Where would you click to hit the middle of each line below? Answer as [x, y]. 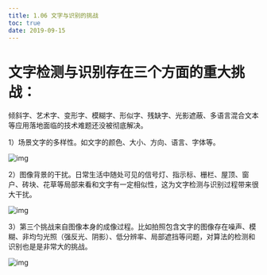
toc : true [25, 23]
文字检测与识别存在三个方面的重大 [120, 72]
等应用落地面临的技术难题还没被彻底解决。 [78, 126]
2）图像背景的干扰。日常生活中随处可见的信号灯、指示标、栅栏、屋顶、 [125, 175]
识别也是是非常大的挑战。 [50, 246]
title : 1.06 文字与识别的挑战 [54, 15]
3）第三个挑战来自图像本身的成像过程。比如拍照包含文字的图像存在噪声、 [129, 227]
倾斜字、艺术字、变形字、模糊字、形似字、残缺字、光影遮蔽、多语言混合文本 [133, 115]
